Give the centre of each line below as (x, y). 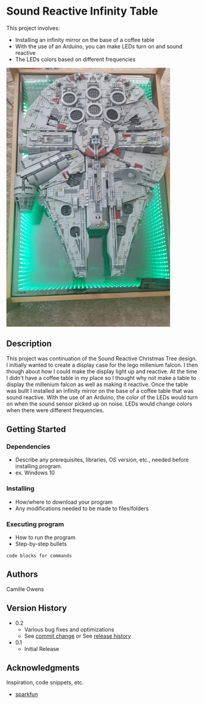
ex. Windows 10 (35, 473)
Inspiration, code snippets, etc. (45, 683)
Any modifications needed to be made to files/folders (82, 508)
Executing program (35, 524)
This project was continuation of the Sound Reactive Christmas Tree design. (102, 358)
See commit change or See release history (78, 636)
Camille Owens (25, 589)
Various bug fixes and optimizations (69, 629)
